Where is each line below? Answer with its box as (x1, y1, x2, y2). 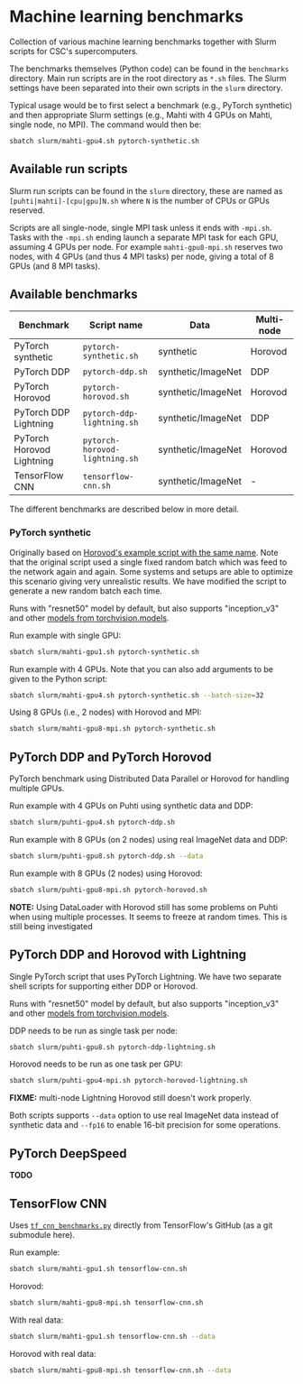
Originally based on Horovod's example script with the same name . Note (9, 547, 279, 558)
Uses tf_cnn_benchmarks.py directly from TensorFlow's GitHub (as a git (9, 1220, 273, 1231)
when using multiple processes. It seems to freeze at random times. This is (9, 911, 288, 922)
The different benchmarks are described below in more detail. (9, 503, 240, 515)
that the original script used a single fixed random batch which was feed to (9, 557, 288, 567)
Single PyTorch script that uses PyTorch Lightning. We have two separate (9, 971, 282, 982)
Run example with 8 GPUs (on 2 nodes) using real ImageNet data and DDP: (9, 835, 289, 845)
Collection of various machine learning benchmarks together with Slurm (9, 36, 277, 47)
